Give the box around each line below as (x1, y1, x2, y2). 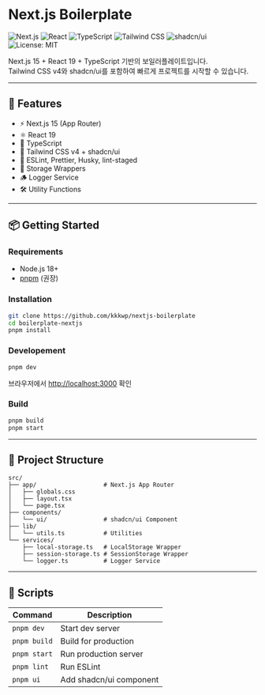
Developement (8, 346, 65, 357)
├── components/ (8, 508, 62, 517)
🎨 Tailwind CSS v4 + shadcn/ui (19, 146, 121, 156)
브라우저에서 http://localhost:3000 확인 (8, 378, 132, 388)
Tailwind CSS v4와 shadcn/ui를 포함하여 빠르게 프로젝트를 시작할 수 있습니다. (8, 66, 249, 76)
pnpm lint (12, 663, 49, 671)
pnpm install (8, 327, 51, 334)
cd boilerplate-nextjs (8, 319, 83, 327)
